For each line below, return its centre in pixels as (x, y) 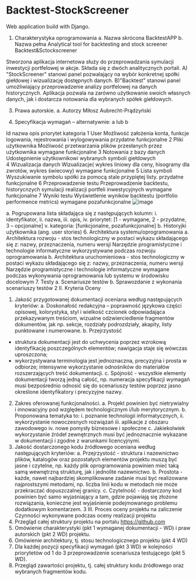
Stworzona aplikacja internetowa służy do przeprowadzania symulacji (90, 62)
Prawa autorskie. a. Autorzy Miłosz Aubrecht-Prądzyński (82, 110)
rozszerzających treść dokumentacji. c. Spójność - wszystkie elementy (100, 373)
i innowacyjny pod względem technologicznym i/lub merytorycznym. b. (100, 409)
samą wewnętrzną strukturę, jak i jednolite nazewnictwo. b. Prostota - (99, 472)
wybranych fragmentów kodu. (51, 571)
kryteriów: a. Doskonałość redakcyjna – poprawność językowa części (98, 305)
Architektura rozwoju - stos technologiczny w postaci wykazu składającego (97, 238)
